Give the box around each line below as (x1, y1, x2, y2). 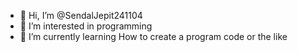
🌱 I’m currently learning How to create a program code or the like (19, 31, 288, 42)
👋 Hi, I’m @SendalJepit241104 (19, 10, 143, 21)
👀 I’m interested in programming (19, 20, 153, 32)
